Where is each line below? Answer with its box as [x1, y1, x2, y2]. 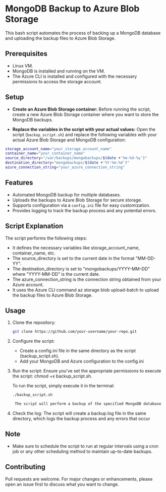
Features [5, 179, 33, 187]
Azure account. [12, 281, 44, 288]
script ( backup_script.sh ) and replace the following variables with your [12, 131, 157, 137]
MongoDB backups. [12, 117, 53, 123]
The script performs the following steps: [5, 235, 87, 241]
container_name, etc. [12, 250, 56, 256]
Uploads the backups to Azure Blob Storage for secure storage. [12, 197, 143, 203]
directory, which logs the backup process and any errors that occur [12, 416, 150, 422]
